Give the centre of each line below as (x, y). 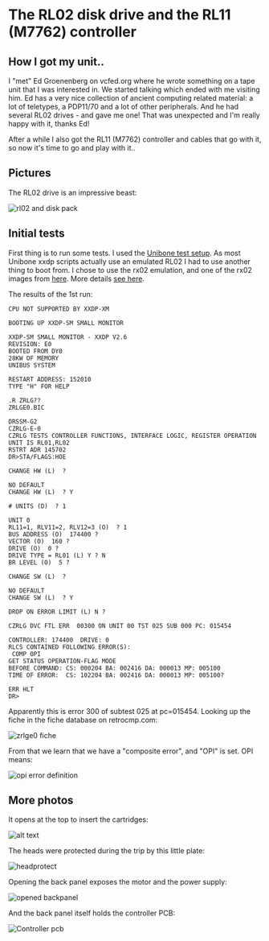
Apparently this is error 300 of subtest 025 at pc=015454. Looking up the (130, 711)
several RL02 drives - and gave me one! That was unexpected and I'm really (134, 115)
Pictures (30, 173)
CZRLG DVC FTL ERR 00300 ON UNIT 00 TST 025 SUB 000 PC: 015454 (120, 625)
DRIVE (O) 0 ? (34, 548)
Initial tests (37, 234)
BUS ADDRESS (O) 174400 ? (53, 534)
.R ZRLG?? (25, 400)
